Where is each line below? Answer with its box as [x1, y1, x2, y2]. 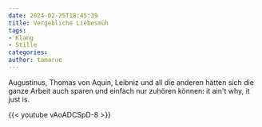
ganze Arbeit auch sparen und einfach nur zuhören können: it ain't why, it [8, 86, 250, 95]
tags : [8, 26, 26, 34]
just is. [8, 94, 30, 104]
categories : [8, 48, 48, 56]
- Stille [8, 41, 38, 49]
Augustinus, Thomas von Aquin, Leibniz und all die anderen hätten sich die [8, 77, 254, 87]
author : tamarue [8, 56, 62, 64]
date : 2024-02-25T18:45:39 [8, 11, 98, 20]
